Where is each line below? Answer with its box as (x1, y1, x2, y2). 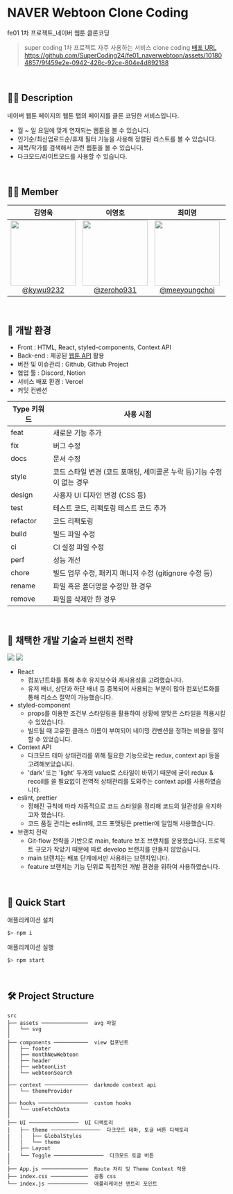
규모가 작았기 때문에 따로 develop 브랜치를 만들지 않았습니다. (35, 845, 200, 854)
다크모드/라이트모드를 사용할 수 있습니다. (17, 152, 128, 160)
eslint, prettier (17, 793, 58, 802)
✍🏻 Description (7, 92, 74, 104)
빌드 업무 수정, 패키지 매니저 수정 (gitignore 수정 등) (53, 568, 213, 578)
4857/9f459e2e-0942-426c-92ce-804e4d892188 (24, 58, 169, 67)
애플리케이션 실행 (7, 942, 54, 951)
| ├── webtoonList (7, 1063, 67, 1070)
